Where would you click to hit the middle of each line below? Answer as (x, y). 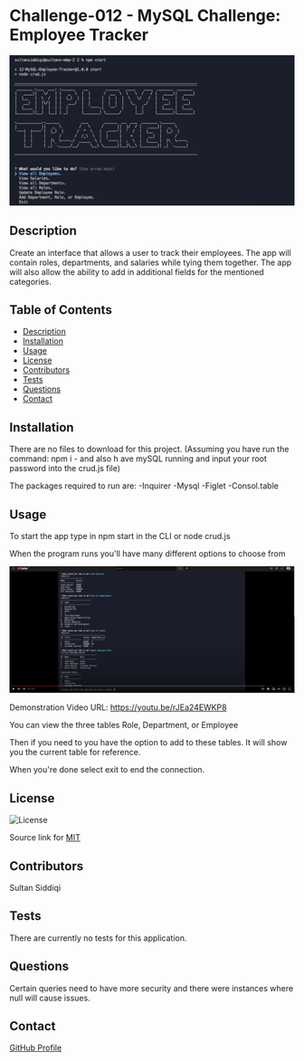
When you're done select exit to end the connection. (107, 770)
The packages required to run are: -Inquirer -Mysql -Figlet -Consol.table (144, 486)
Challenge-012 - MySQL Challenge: (145, 16)
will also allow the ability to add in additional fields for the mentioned (137, 271)
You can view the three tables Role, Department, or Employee (124, 725)
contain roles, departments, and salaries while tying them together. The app (151, 262)
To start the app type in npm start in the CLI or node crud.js (120, 535)
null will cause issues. (50, 998)
